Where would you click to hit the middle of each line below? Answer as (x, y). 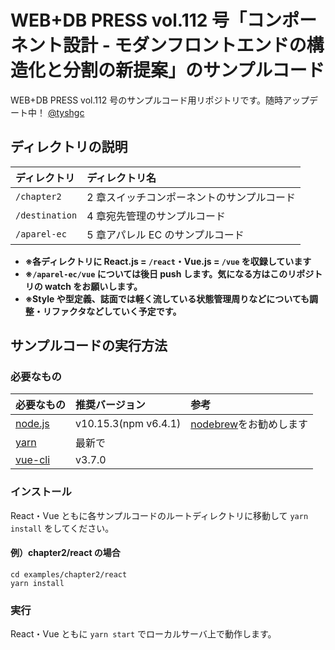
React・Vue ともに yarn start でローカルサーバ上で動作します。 (143, 634)
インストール (41, 492)
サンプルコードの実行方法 (89, 346)
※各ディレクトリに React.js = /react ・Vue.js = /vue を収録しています (168, 261)
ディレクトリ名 (121, 178)
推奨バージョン (110, 405)
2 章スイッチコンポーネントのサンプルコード (191, 197)
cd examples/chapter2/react (69, 574)
